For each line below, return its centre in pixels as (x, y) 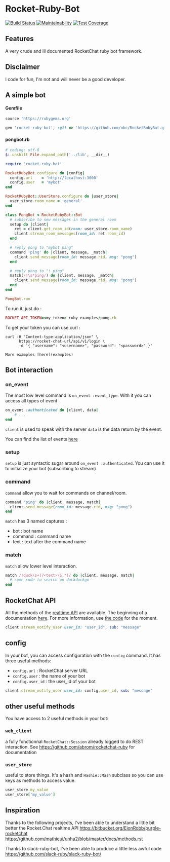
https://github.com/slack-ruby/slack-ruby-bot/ (53, 854)
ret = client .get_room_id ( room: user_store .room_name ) (73, 229)
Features (19, 39)
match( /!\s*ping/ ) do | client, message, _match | (62, 276)
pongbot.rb (17, 139)
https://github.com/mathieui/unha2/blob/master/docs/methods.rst (74, 839)
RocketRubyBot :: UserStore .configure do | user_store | (62, 196)
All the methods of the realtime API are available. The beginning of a (76, 613)
